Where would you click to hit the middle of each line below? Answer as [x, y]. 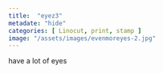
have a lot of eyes [38, 61]
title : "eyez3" [35, 16]
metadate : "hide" [37, 23]
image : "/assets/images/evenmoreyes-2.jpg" [82, 38]
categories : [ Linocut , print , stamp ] [75, 30]
